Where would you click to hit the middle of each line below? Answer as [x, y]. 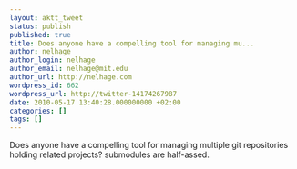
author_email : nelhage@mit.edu [69, 69]
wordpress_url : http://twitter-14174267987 [93, 94]
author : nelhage [40, 52]
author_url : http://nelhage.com [71, 77]
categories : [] [38, 111]
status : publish [40, 26]
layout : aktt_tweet [46, 18]
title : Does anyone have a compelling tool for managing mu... [132, 43]
